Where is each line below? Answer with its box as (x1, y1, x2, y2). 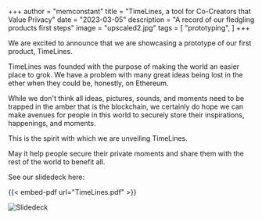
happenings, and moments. (8, 119, 96, 127)
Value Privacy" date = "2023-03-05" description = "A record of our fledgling (8, 15, 255, 24)
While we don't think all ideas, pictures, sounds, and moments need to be (8, 94, 245, 102)
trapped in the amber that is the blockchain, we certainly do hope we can (8, 102, 244, 111)
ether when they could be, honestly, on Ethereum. (8, 78, 169, 88)
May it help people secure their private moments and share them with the (8, 149, 245, 158)
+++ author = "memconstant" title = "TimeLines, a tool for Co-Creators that (8, 7, 252, 16)
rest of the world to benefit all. (8, 157, 106, 167)
